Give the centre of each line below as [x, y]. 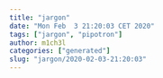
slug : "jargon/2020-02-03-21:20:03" [78, 59]
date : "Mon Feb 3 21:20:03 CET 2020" [82, 26]
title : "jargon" [40, 17]
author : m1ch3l [38, 43]
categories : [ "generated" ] [60, 51]
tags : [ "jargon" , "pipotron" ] [66, 34]
